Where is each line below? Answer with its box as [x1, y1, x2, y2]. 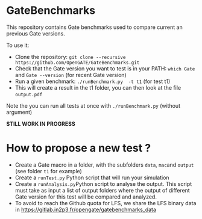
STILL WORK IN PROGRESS [6, 120, 75, 127]
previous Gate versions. [6, 29, 65, 37]
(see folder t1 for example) [14, 167, 83, 174]
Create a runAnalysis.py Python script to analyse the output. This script [14, 180, 192, 187]
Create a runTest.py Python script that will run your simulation [14, 174, 170, 181]
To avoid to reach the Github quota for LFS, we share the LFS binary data [14, 199, 197, 206]
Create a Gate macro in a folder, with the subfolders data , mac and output [14, 161, 194, 168]
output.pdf [14, 91, 43, 97]
